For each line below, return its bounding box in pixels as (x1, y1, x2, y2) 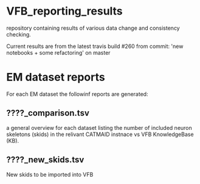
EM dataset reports (6, 70, 105, 84)
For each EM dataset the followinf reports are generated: (6, 90, 148, 98)
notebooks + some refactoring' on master (6, 49, 111, 56)
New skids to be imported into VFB (6, 171, 94, 178)
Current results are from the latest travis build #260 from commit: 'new (6, 43, 184, 50)
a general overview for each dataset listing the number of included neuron (6, 124, 193, 131)
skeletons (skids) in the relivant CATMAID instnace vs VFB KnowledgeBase (6, 131, 194, 138)
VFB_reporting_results (6, 4, 123, 18)
